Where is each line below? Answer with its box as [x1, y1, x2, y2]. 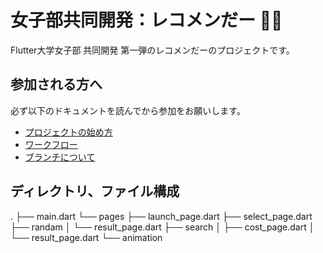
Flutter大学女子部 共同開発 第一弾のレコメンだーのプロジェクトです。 [10, 44, 295, 56]
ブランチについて [24, 151, 96, 163]
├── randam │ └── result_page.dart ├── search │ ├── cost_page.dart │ [10, 221, 315, 233]
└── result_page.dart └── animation [10, 231, 163, 243]
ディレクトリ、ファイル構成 [10, 183, 180, 200]
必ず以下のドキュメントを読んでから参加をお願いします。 [10, 104, 246, 116]
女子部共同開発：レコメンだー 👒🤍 [10, 9, 283, 32]
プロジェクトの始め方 [24, 126, 113, 138]
